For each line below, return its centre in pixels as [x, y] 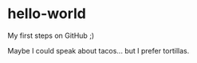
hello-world [47, 14]
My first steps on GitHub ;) [51, 35]
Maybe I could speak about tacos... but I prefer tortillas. [98, 50]
